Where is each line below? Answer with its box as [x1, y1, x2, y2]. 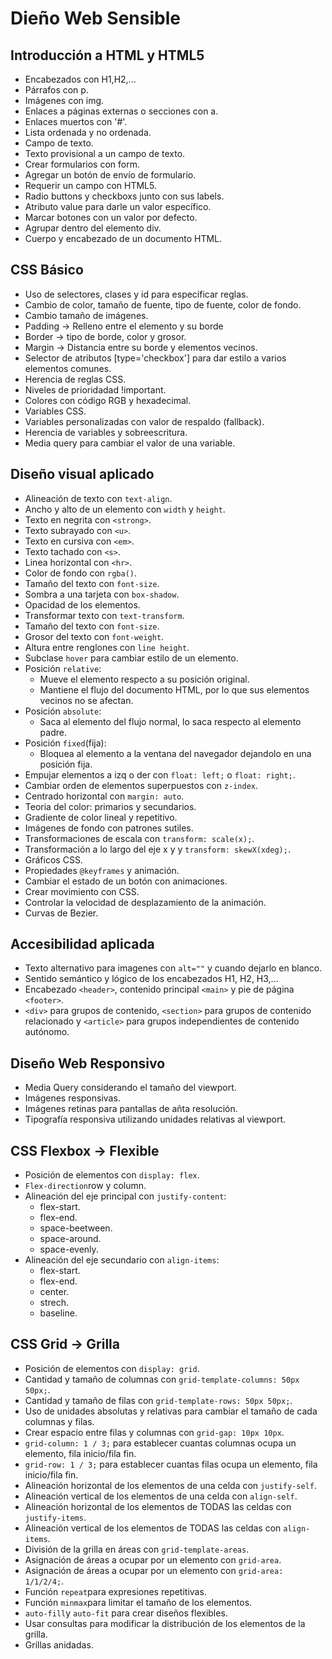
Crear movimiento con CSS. [24, 885, 140, 897]
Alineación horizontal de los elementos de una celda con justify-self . [24, 1479, 318, 1491]
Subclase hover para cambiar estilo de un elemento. [24, 652, 239, 664]
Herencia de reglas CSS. [24, 373, 127, 385]
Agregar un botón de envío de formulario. [24, 169, 197, 181]
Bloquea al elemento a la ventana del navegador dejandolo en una [39, 747, 312, 759]
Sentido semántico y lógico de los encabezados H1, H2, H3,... [24, 973, 279, 985]
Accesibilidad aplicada [10, 936, 155, 953]
